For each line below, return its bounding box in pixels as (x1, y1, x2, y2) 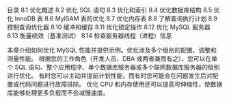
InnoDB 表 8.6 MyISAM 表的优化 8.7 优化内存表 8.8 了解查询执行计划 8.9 (14, 14, 217, 23)
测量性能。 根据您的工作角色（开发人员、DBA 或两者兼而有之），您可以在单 (7, 55, 217, 63)
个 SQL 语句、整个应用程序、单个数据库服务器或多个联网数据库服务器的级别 (7, 63, 220, 71)
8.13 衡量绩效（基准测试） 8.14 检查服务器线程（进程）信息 (7, 31, 172, 40)
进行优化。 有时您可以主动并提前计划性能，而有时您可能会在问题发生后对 (7, 72, 213, 80)
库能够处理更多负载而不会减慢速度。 (7, 89, 109, 97)
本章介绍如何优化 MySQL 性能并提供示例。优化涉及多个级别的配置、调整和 (7, 46, 217, 54)
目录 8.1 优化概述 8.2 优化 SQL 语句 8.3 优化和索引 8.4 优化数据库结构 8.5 (7, 6, 213, 14)
